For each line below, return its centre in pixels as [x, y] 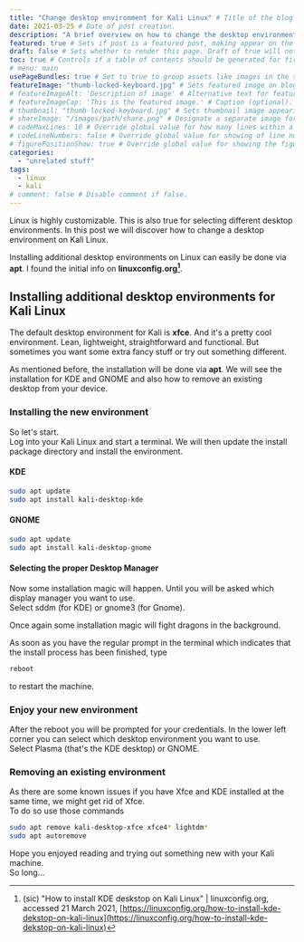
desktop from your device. [59, 389]
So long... [27, 873]
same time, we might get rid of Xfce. [77, 802]
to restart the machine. [52, 686]
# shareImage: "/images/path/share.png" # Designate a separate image [145, 119]
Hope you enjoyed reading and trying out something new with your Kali [142, 853]
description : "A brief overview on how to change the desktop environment [153, 34]
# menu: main [34, 69]
